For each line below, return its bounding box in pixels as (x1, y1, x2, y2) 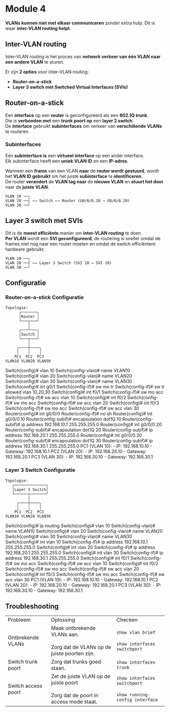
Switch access (8, 683, 42, 690)
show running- (116, 692, 150, 698)
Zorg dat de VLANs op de (51, 643, 111, 651)
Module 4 (5, 3, 47, 15)
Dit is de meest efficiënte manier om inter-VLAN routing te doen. (5, 230, 143, 236)
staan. (51, 665, 66, 672)
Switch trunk (8, 658, 38, 665)
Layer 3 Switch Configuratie (5, 467, 76, 474)
